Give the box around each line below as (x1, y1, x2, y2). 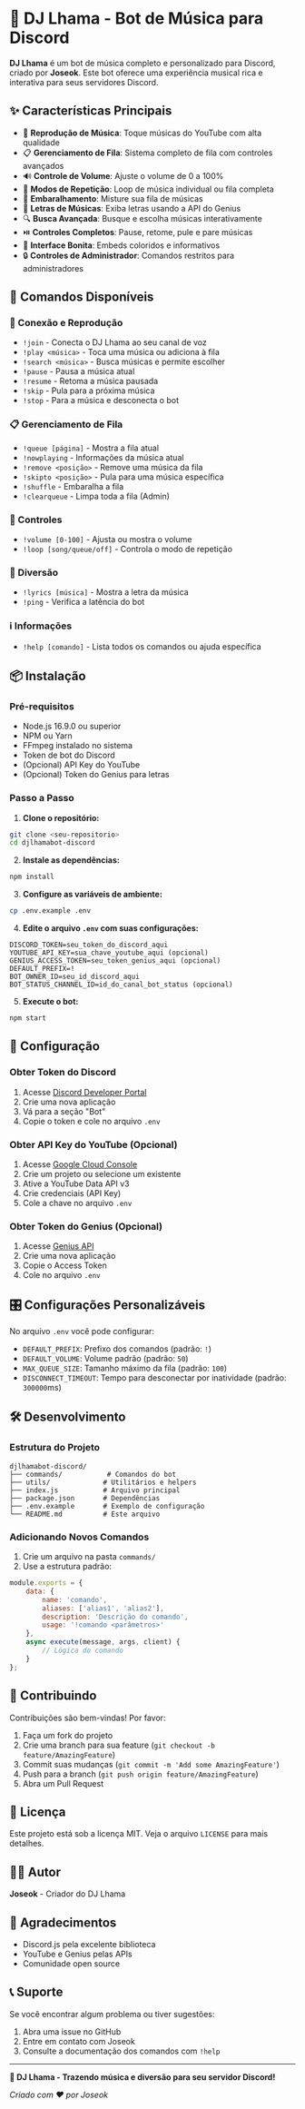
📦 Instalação (9, 668, 86, 684)
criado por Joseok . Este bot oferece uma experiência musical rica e (9, 67, 263, 78)
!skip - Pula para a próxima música (22, 385, 155, 396)
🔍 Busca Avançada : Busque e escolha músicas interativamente (22, 213, 263, 223)
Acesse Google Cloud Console (22, 1158, 138, 1170)
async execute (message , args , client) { (25, 1638, 181, 1647)
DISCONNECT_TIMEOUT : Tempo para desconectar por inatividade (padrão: (22, 1372, 288, 1383)
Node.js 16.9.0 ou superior (22, 721, 122, 732)
